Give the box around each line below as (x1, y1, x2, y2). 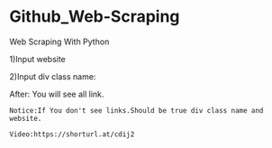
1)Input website (9, 53, 66, 64)
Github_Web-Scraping (9, 6, 180, 27)
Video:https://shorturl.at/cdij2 (9, 129, 135, 139)
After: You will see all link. (9, 88, 104, 99)
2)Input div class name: (9, 70, 96, 82)
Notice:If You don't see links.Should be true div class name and (9, 106, 264, 115)
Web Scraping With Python (9, 36, 110, 47)
